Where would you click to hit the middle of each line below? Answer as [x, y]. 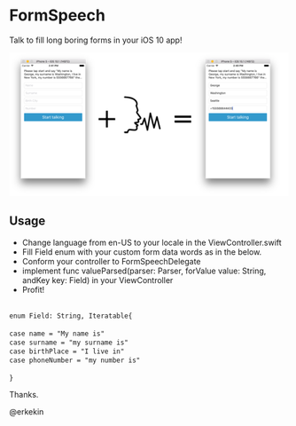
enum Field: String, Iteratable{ [71, 316]
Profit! [33, 289]
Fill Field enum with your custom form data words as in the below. [142, 252]
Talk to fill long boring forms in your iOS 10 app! [96, 40]
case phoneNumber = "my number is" [75, 360]
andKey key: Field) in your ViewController [97, 280]
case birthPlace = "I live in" [67, 351]
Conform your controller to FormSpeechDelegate [111, 261]
